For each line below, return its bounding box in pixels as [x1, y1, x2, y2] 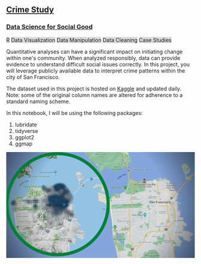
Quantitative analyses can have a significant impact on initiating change [6, 48, 183, 55]
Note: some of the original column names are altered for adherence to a [6, 91, 183, 98]
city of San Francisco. [6, 73, 60, 80]
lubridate [14, 121, 37, 128]
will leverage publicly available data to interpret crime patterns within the [6, 67, 185, 74]
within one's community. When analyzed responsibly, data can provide [6, 54, 181, 62]
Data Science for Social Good [6, 23, 93, 31]
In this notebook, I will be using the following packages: [6, 109, 143, 116]
